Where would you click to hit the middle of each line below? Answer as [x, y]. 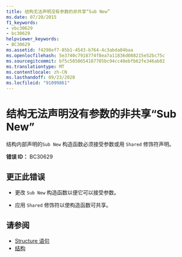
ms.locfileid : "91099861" [38, 83]
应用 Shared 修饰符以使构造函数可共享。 [63, 205]
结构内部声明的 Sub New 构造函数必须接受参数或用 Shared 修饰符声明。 [90, 144]
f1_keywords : [22, 22]
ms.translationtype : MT [35, 66]
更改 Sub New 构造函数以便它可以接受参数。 [67, 192]
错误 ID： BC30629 [30, 157]
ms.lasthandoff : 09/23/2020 [41, 77]
